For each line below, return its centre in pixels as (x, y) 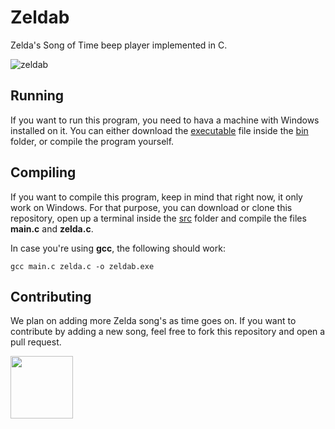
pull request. (36, 342)
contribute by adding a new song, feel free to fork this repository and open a (168, 332)
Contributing (51, 296)
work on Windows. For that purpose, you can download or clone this (151, 207)
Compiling (43, 172)
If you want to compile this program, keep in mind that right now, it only (156, 197)
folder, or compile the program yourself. (92, 141)
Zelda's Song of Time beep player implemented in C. (119, 45)
